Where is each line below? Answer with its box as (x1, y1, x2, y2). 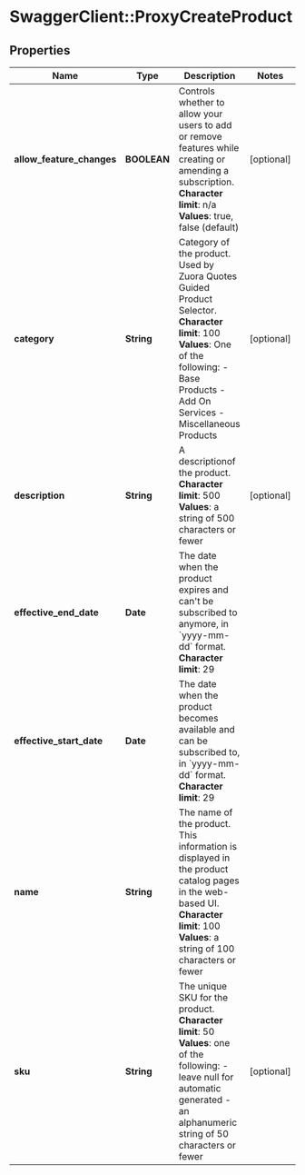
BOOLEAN (125, 153, 171, 165)
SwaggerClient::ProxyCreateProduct (9, 6, 293, 27)
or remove (178, 130, 222, 143)
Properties (9, 43, 71, 58)
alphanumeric (178, 1116, 238, 1129)
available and (178, 723, 236, 735)
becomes (178, 712, 219, 724)
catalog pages (178, 874, 240, 887)
